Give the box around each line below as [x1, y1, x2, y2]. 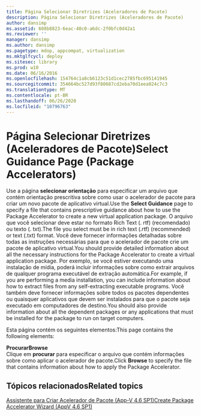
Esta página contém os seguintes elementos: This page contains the [6, 326, 173, 333]
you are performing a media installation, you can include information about [6, 276, 191, 284]
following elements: [6, 333, 55, 340]
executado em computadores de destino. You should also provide [6, 302, 167, 309]
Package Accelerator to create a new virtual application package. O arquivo [6, 213, 193, 220]
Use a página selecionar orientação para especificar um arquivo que [6, 187, 178, 195]
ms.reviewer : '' [6, 31, 47, 37]
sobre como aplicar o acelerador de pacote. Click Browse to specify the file [6, 357, 192, 364]
